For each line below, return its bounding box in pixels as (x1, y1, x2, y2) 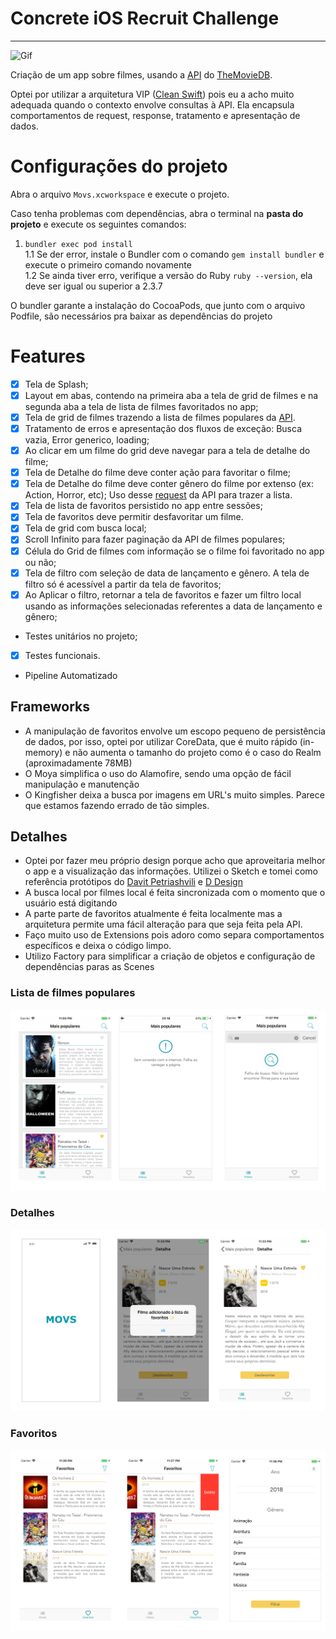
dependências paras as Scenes (24, 961, 155, 973)
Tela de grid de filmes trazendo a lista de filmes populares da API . (24, 411, 296, 423)
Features (10, 345, 86, 368)
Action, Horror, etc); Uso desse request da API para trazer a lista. (24, 489, 293, 501)
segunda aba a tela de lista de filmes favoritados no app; (24, 400, 259, 412)
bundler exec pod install (24, 239, 133, 249)
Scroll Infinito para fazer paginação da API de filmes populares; (24, 533, 286, 546)
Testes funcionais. (24, 649, 101, 661)
